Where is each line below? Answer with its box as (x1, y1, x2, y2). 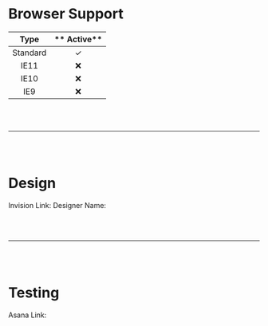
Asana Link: (8, 310, 47, 320)
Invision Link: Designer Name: (8, 200, 106, 210)
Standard (12, 47, 47, 58)
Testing (8, 284, 60, 302)
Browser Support (8, 5, 124, 23)
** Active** (54, 33, 103, 45)
